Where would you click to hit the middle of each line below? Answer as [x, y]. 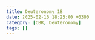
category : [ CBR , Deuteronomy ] [44, 22]
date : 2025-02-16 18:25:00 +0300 [48, 17]
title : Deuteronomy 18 [34, 11]
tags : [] [17, 28]
